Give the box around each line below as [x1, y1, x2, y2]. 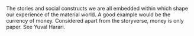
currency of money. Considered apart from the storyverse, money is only [6, 17, 185, 24]
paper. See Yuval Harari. [6, 23, 66, 30]
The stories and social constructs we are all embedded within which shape [6, 5, 188, 12]
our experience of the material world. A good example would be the [6, 11, 171, 18]
